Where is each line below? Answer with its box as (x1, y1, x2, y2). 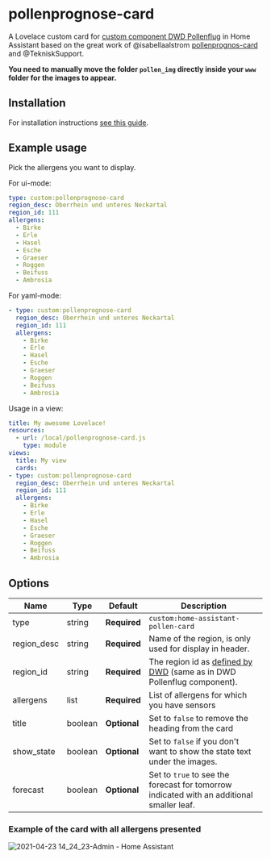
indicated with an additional (148, 790, 253, 800)
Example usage (8, 141, 87, 155)
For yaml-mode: (8, 291, 62, 301)
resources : (8, 427, 45, 435)
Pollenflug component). (148, 677, 238, 687)
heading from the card (148, 723, 234, 734)
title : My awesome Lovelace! (8, 419, 106, 427)
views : (8, 449, 31, 457)
